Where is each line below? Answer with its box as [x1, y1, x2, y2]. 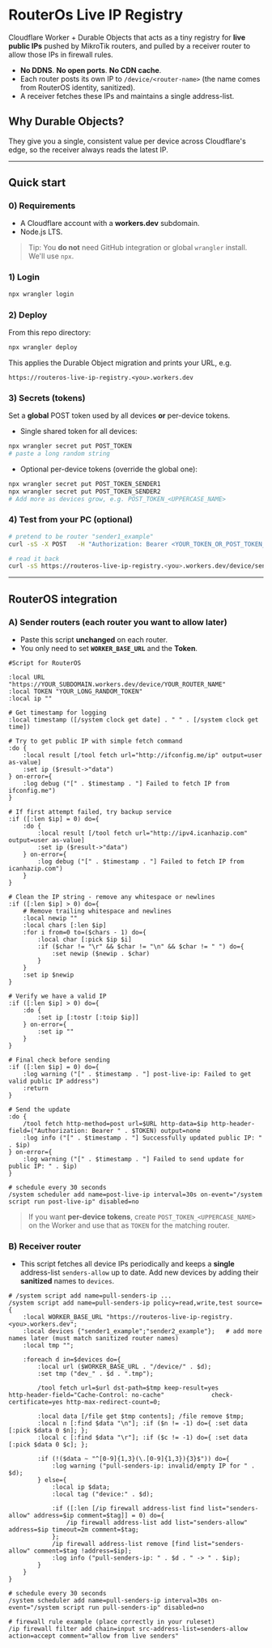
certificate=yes [8, 1399, 63, 1407]
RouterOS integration [8, 592, 117, 606]
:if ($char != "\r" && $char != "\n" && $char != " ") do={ [37, 942, 244, 951]
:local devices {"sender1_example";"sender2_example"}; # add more [23, 1327, 263, 1335]
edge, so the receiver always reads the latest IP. [8, 144, 168, 155]
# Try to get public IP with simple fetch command [8, 737, 183, 745]
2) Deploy [8, 309, 48, 321]
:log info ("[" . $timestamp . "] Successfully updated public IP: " [23, 1134, 263, 1142]
